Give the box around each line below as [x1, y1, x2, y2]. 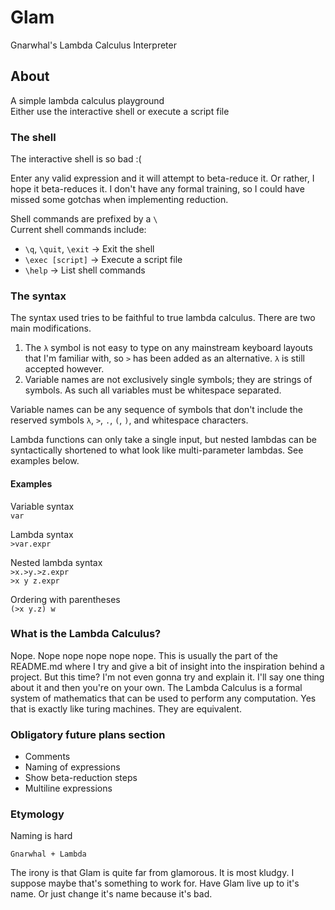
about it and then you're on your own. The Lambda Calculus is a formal [10, 681, 303, 693]
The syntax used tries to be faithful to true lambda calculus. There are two [10, 312, 316, 324]
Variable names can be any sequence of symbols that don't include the [10, 404, 303, 416]
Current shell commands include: [10, 224, 147, 236]
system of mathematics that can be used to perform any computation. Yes [10, 692, 317, 704]
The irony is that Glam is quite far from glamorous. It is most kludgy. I [10, 867, 295, 879]
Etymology [10, 807, 65, 821]
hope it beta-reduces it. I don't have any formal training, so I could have [10, 183, 305, 195]
